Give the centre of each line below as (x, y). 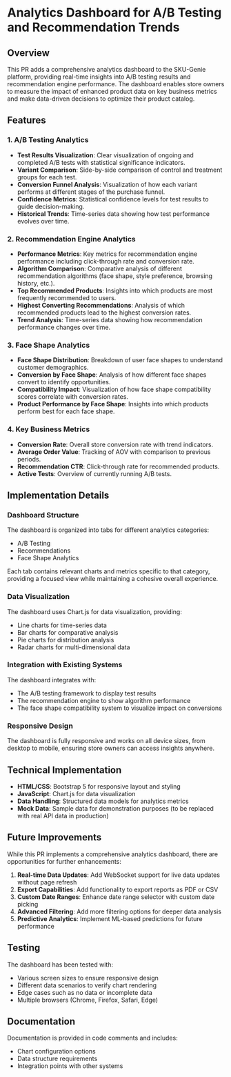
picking (28, 904)
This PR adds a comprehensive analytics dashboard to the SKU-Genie (107, 69)
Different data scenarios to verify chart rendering (87, 985)
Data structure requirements (57, 1059)
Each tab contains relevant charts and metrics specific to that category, (109, 571)
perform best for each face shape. (66, 411)
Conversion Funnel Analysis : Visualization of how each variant (107, 184)
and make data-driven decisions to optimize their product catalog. (101, 99)
